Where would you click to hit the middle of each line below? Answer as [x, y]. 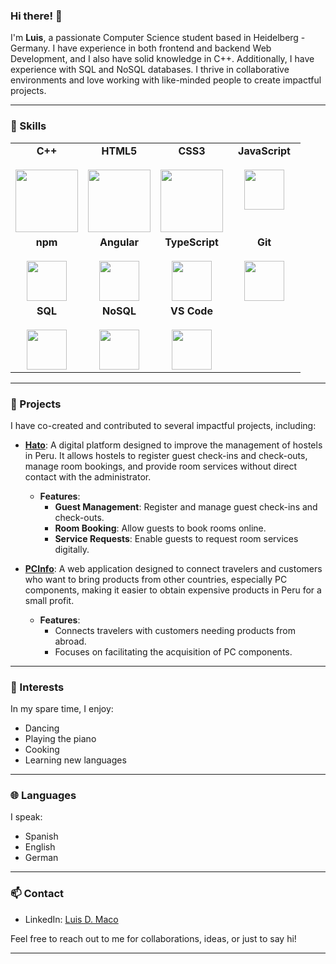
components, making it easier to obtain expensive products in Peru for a [173, 590]
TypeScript [191, 242]
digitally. [72, 549]
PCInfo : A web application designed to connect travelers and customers [173, 568]
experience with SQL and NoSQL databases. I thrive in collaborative [150, 70]
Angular [119, 242]
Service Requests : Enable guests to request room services [176, 538]
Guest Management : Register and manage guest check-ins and [186, 506]
